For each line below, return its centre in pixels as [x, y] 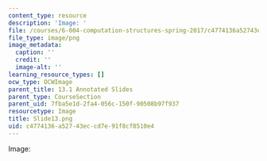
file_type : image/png [44, 38]
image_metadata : [35, 45]
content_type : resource [48, 15]
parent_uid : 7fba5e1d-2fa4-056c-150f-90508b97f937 [94, 104]
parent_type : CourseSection [55, 97]
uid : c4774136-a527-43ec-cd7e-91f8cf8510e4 [81, 126]
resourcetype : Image [43, 112]
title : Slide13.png [41, 119]
